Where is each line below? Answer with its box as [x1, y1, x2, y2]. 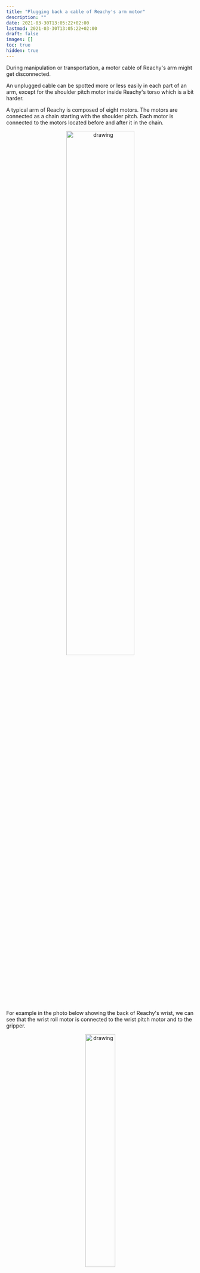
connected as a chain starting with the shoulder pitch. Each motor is [6, 112, 174, 119]
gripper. [6, 1022, 26, 1029]
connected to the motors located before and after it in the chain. [6, 119, 164, 126]
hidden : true [6, 48, 39, 54]
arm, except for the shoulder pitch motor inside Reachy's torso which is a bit [6, 88, 194, 96]
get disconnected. [6, 70, 51, 78]
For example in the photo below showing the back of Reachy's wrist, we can [6, 1009, 194, 1016]
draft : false [6, 31, 39, 37]
